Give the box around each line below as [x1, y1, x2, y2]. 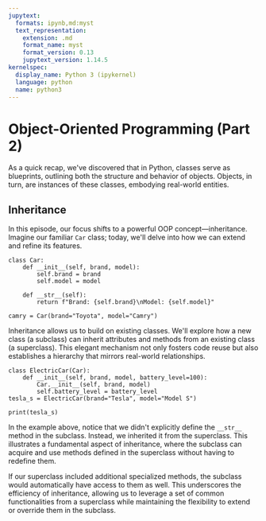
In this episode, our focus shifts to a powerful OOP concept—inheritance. [8, 224, 248, 234]
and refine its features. [8, 241, 83, 251]
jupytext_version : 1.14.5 [22, 56, 109, 64]
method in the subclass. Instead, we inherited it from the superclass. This [8, 431, 249, 441]
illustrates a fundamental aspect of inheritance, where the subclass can [8, 439, 242, 449]
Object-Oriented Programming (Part [8, 120, 250, 138]
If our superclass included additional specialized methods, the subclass [8, 472, 242, 481]
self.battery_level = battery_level [37, 387, 158, 396]
